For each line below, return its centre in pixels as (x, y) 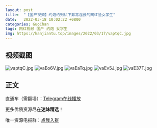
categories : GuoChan (27, 24)
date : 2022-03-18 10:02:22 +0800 (43, 19)
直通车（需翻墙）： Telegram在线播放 (43, 98)
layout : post (19, 10)
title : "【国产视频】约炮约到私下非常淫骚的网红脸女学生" (60, 15)
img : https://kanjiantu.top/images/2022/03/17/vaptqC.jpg (68, 34)
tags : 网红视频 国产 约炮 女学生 (36, 29)
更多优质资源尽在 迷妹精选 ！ (34, 109)
